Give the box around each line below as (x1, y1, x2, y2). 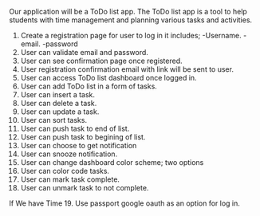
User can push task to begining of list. (20, 132, 146, 142)
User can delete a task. (20, 99, 97, 108)
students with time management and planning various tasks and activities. (9, 15, 253, 25)
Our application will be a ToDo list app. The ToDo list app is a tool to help (9, 7, 248, 16)
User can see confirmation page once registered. (20, 56, 183, 65)
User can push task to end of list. (20, 124, 130, 133)
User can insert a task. (20, 90, 95, 99)
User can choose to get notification (20, 141, 137, 150)
